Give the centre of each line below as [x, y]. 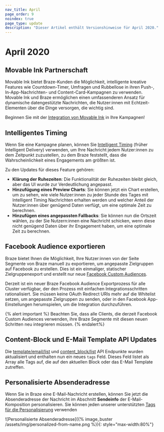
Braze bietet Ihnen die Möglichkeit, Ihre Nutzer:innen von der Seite [72, 258]
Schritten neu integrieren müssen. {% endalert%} [55, 324]
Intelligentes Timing [36, 133]
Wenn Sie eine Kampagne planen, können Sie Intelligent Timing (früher [76, 144]
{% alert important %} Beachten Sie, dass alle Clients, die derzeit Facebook [81, 313]
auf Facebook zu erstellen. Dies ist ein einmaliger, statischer [66, 269]
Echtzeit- [141, 103]
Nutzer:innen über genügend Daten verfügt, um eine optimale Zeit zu [82, 205]
